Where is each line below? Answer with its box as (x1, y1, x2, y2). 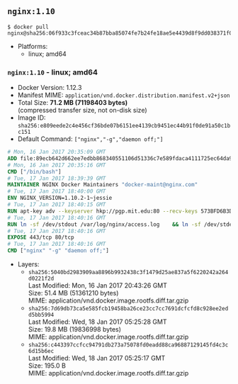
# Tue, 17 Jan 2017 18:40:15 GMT (7, 201, 106, 208)
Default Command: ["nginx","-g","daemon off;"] (17, 135, 164, 143)
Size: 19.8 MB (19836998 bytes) (28, 325, 122, 334)
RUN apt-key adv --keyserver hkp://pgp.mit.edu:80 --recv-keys (7, 208, 198, 215)
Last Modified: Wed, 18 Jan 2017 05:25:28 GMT (28, 317, 167, 326)
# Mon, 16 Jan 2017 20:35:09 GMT (7, 149, 106, 156)
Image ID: (17, 113, 46, 122)
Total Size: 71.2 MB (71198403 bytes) (17, 98, 128, 107)
